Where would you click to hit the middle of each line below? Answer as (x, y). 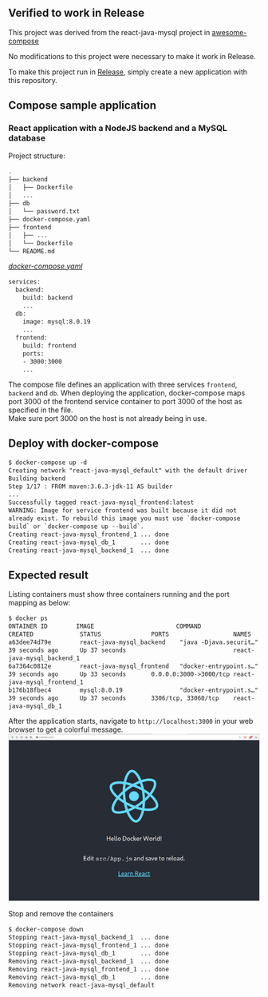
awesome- (229, 32)
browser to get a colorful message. (66, 729)
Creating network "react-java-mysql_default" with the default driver (128, 471)
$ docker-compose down (46, 929)
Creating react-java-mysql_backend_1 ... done (89, 550)
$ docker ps (28, 618)
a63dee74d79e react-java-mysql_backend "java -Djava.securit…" (134, 642)
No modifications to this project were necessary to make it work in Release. (132, 56)
